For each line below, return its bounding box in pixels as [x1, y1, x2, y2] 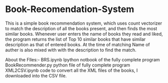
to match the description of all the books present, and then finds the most [5, 25, 157, 31]
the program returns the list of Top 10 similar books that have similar [5, 36, 146, 42]
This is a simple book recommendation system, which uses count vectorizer [5, 20, 162, 26]
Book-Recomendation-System [5, 4, 134, 15]
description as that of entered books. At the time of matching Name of [5, 41, 150, 47]
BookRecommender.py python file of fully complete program [5, 62, 130, 68]
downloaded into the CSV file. [5, 72, 67, 78]
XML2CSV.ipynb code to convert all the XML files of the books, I [5, 67, 138, 73]
